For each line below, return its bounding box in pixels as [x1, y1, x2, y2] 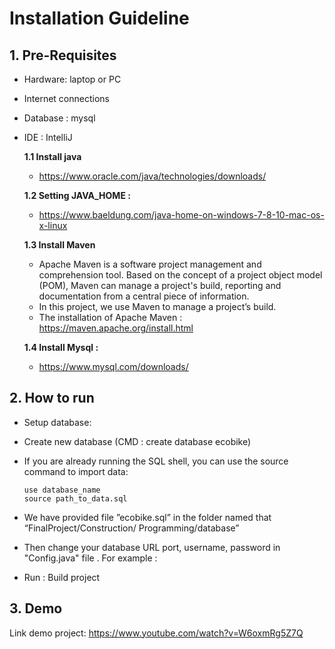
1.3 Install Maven [23, 239, 96, 251]
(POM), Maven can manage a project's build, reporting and [38, 280, 282, 291]
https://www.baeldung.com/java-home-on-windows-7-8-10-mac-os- [38, 209, 325, 221]
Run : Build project [23, 571, 101, 583]
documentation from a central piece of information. [38, 290, 250, 302]
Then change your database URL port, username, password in [23, 541, 281, 553]
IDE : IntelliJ [23, 132, 73, 143]
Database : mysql [23, 112, 96, 124]
